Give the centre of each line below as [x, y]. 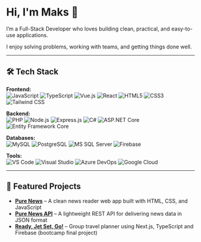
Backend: [18, 114]
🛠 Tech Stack [32, 72]
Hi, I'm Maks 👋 [42, 12]
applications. [32, 35]
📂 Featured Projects [44, 187]
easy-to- [182, 29]
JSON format [31, 220]
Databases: [21, 137]
